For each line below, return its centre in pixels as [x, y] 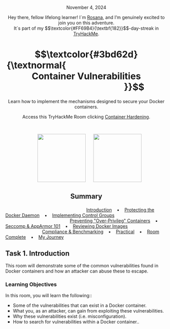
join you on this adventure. [86, 23]
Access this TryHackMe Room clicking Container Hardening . [86, 117]
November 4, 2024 [86, 7]
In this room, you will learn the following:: [49, 296]
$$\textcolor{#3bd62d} [86, 55]
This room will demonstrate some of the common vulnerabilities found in [82, 266]
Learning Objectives [31, 284]
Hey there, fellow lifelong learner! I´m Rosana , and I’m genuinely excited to [86, 17]
